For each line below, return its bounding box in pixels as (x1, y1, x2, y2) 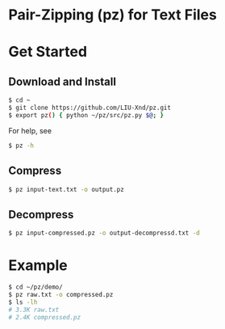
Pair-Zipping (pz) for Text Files (8, 6, 218, 24)
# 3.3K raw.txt (8, 306, 60, 314)
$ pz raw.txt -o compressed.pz (8, 290, 114, 298)
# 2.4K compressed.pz (8, 313, 81, 321)
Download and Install (8, 74, 117, 88)
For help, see (8, 125, 52, 135)
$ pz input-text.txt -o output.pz (8, 185, 125, 193)
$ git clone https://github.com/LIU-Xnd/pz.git (8, 103, 172, 112)
